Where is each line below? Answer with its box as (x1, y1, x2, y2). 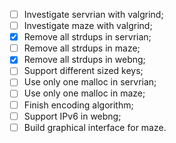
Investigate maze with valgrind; (23, 20, 153, 32)
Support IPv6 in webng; (23, 110, 122, 122)
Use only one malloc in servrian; (23, 76, 157, 88)
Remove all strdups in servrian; (23, 31, 152, 43)
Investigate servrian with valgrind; (23, 9, 164, 20)
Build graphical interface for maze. (23, 121, 167, 133)
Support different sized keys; (23, 65, 144, 77)
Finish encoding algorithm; (23, 99, 134, 111)
